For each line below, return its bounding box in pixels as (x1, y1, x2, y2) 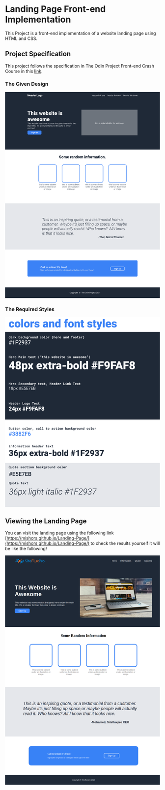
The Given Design (5, 80, 49, 87)
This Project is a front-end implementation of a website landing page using (5, 30, 156, 36)
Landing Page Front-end (5, 3, 106, 15)
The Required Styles (5, 306, 55, 313)
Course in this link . (5, 68, 43, 74)
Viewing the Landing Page (5, 517, 87, 525)
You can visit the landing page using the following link (5, 530, 114, 536)
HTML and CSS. (5, 36, 38, 41)
